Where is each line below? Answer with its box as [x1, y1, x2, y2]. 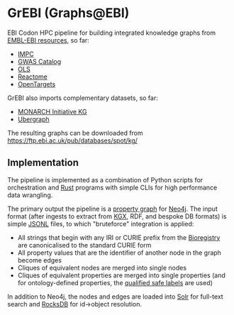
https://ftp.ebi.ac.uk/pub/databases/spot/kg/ [7, 136, 138, 145]
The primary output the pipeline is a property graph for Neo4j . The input [7, 204, 218, 213]
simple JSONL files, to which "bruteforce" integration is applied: [7, 219, 194, 228]
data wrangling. [7, 190, 53, 199]
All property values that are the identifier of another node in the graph [17, 248, 222, 257]
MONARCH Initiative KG [17, 107, 87, 116]
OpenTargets [17, 79, 56, 88]
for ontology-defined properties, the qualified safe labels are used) [17, 278, 213, 287]
